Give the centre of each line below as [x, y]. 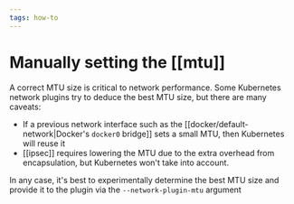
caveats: [25, 107]
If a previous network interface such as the [102, 124]
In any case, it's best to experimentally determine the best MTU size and [144, 180]
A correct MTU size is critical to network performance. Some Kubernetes [146, 88]
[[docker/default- [216, 124]
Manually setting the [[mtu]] [118, 62]
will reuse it [44, 143]
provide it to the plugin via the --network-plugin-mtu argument [125, 190]
